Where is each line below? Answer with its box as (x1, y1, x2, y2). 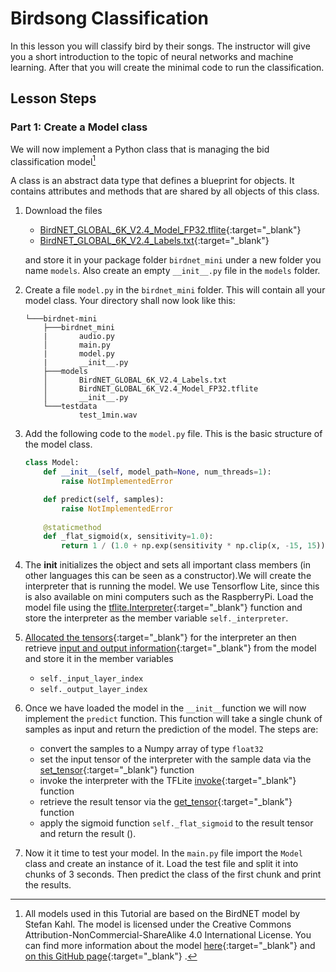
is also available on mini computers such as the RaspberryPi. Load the (24, 591, 314, 603)
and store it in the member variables (24, 653, 174, 665)
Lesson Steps (10, 90, 97, 107)
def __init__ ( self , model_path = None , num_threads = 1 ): (43, 467, 272, 477)
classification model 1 (10, 153, 97, 167)
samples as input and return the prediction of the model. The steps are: (24, 723, 319, 736)
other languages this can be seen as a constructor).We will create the (24, 570, 312, 582)
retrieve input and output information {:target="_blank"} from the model (24, 642, 317, 654)
